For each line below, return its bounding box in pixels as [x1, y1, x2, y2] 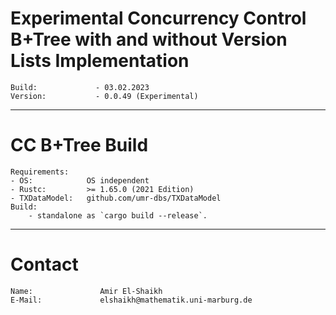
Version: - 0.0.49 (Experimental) [10, 91, 199, 101]
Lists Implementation [10, 50, 190, 72]
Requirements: [10, 167, 70, 177]
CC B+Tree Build [10, 134, 149, 157]
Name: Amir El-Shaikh [10, 286, 163, 296]
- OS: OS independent [10, 175, 150, 186]
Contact [10, 253, 79, 276]
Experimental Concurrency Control [10, 7, 307, 30]
